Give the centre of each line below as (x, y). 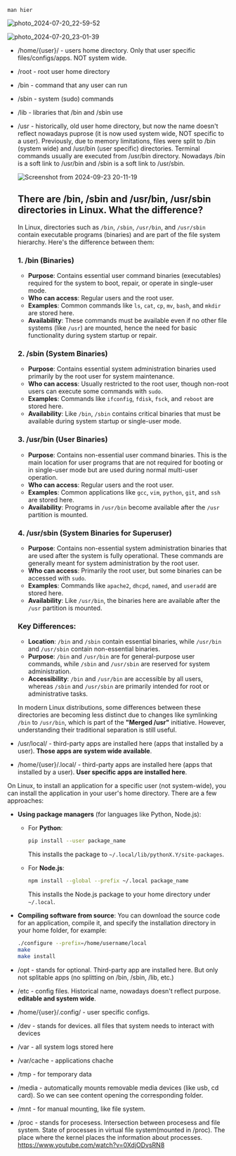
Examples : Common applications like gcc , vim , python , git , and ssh (124, 492)
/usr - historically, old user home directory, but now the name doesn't (118, 126)
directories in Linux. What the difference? (110, 210)
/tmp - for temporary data (55, 1074)
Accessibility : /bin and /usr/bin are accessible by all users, (115, 679)
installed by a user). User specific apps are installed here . (102, 772)
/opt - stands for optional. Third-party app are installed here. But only (118, 970)
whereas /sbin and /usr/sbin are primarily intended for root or (118, 687)
